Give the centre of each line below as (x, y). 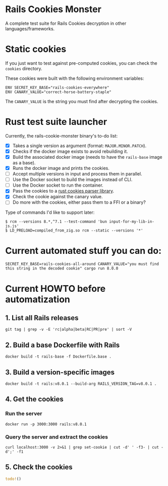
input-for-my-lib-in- (132, 222)
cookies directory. (24, 68)
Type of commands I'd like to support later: (50, 212)
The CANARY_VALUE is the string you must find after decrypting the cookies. (82, 101)
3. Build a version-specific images (60, 372)
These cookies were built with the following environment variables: (75, 78)
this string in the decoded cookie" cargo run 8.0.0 (62, 269)
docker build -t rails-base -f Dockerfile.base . (59, 357)
